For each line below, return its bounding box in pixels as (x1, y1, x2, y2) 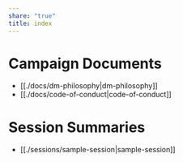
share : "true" (8, 11, 57, 20)
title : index (8, 19, 53, 28)
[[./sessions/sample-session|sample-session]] (19, 145, 176, 155)
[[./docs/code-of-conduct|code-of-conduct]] (19, 90, 172, 100)
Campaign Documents (8, 54, 162, 73)
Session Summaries (8, 118, 146, 136)
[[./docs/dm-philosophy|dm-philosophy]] (19, 81, 158, 91)
